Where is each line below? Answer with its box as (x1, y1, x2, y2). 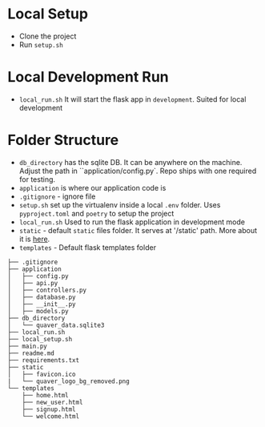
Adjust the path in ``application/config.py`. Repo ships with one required (18, 166, 257, 175)
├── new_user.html (22, 398, 83, 406)
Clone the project (18, 31, 77, 41)
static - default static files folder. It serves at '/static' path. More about (18, 225, 258, 235)
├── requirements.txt (7, 356, 80, 365)
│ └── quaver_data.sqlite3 (7, 321, 105, 329)
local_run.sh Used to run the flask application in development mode (18, 217, 246, 227)
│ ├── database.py (7, 293, 77, 301)
